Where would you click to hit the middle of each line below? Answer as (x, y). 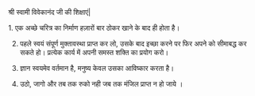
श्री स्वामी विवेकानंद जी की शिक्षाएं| (50, 12)
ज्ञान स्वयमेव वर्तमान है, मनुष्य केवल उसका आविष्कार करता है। (97, 68)
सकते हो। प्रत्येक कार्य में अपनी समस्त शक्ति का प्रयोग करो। (94, 52)
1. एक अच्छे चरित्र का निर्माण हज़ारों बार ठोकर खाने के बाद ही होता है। (94, 28)
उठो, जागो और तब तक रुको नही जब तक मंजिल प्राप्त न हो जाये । (101, 84)
